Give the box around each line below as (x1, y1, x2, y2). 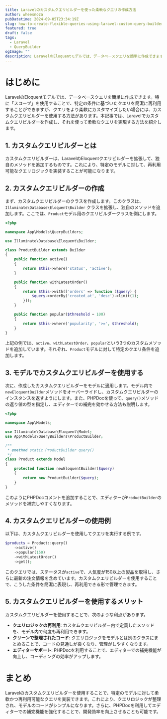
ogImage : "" (5, 49, 30, 54)
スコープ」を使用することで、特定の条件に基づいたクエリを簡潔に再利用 (13, 100, 162, 106)
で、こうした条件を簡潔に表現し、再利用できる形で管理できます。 (5, 581, 140, 587)
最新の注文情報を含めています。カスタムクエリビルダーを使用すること (13, 575, 158, 581)
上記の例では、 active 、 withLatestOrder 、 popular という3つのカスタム (5, 340, 149, 346)
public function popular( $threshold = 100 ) (14, 312, 106, 317)
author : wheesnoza (5, 12, 43, 17)
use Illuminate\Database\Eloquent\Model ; (5, 429, 92, 434)
